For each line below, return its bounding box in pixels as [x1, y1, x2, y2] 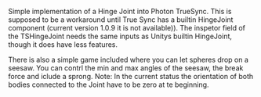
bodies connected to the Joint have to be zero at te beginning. [8, 80, 209, 89]
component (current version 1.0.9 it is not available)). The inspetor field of [8, 23, 245, 32]
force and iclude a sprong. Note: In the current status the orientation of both [8, 72, 253, 81]
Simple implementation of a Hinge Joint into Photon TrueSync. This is [8, 7, 232, 16]
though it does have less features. [8, 40, 118, 49]
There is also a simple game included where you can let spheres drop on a [8, 55, 249, 64]
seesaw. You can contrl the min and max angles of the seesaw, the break [8, 63, 244, 73]
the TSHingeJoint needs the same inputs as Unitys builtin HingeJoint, [8, 31, 233, 41]
